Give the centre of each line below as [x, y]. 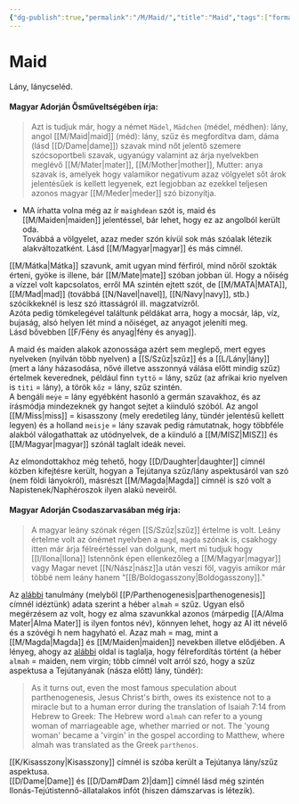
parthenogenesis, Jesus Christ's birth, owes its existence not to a [151, 697]
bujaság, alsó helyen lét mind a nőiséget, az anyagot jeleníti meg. [129, 322]
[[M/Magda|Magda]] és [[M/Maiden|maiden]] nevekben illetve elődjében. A [147, 642]
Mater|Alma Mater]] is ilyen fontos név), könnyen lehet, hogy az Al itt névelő [148, 623]
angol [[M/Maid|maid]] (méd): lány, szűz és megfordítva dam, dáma [155, 136]
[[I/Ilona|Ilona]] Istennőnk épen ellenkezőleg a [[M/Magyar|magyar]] [156, 558]
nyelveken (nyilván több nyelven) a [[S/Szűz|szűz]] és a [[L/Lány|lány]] [139, 359]
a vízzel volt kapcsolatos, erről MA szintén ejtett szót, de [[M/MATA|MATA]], [148, 284]
